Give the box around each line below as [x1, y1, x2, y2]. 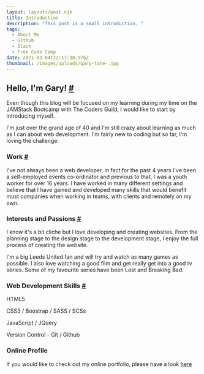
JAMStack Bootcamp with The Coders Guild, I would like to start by [6, 105, 176, 113]
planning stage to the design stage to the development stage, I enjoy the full [6, 234, 198, 242]
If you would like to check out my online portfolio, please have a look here [6, 360, 192, 368]
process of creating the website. [6, 241, 88, 248]
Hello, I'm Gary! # [6, 83, 75, 93]
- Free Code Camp [12, 49, 56, 55]
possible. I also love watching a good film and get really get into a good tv [6, 259, 193, 267]
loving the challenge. [6, 137, 59, 145]
